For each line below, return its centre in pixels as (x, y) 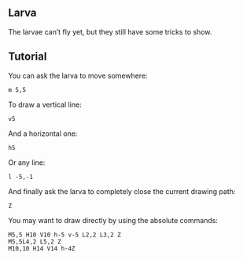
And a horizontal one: (43, 134)
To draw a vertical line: (45, 104)
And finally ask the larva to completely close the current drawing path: (122, 191)
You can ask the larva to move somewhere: (78, 75)
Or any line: (27, 162)
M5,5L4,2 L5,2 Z (35, 242)
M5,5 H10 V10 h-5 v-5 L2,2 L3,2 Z (65, 235)
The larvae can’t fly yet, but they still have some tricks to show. (110, 31)
